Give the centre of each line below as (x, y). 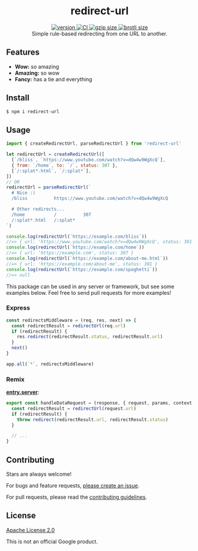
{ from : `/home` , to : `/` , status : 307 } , (65, 165)
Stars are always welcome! (39, 474)
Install (18, 98)
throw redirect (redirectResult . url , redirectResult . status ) (92, 419)
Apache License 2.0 (31, 530)
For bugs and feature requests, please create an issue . (73, 486)
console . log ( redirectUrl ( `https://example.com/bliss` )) (76, 236)
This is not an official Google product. (52, 542)
